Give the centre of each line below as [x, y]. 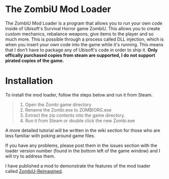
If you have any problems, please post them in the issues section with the [81, 145]
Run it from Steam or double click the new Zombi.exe [80, 120]
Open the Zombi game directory [58, 105]
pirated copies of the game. [35, 60]
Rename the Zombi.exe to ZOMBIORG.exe [68, 110]
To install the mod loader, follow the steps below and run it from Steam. [79, 95]
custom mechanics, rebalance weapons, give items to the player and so [79, 34]
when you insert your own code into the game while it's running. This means [84, 44]
